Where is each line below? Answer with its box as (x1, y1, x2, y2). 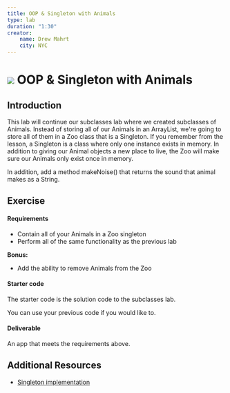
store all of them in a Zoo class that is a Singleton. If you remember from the (7, 133, 223, 140)
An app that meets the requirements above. (7, 340, 131, 347)
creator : (7, 29, 32, 37)
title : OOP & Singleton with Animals (7, 10, 116, 17)
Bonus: (7, 250, 28, 259)
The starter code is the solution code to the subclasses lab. (7, 295, 176, 303)
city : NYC (19, 42, 48, 49)
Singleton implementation (17, 378, 90, 386)
